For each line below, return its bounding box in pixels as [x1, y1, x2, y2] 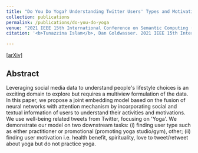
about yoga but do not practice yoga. [6, 140, 96, 147]
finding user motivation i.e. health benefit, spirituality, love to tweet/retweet [6, 134, 189, 141]
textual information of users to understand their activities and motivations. [6, 109, 186, 116]
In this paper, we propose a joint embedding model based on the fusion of [6, 96, 186, 103]
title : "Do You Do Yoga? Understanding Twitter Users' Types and [6, 8, 170, 15]
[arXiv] [6, 52, 23, 59]
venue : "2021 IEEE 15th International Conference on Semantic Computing [6, 25, 189, 31]
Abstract [6, 69, 39, 79]
